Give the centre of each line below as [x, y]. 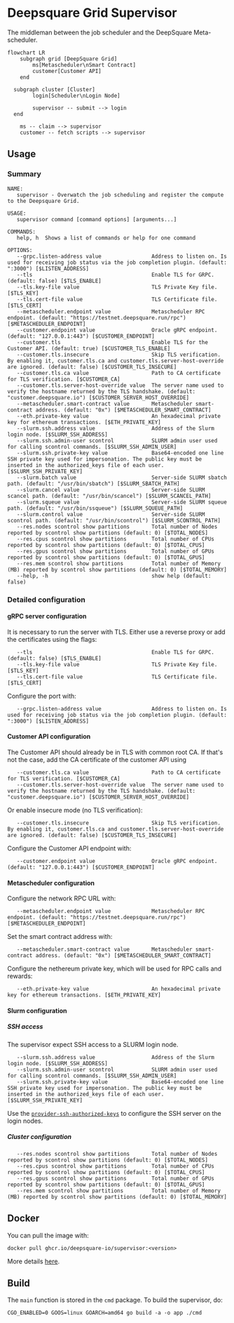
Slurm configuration [37, 1011]
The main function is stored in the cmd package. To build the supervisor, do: [115, 1300]
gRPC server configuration [47, 617]
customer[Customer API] [67, 71]
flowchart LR [26, 53]
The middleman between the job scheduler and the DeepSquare [100, 32]
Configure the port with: [42, 696]
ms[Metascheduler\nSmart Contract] [84, 65]
